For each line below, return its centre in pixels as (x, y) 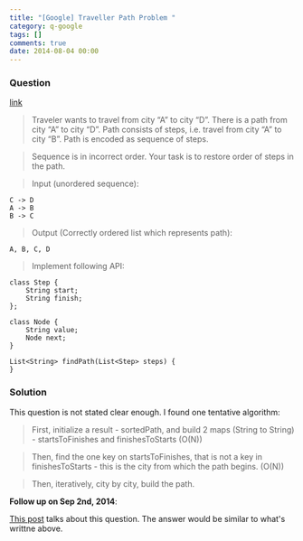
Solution (28, 392)
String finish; (54, 299)
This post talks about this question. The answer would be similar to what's (147, 518)
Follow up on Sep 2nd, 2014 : (63, 501)
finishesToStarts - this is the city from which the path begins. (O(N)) (158, 466)
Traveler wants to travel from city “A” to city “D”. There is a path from (159, 120)
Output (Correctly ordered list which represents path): (132, 233)
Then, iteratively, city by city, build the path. (113, 483)
